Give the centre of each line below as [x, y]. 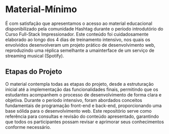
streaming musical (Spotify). [35, 56]
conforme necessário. [28, 127]
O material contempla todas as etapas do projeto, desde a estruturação [79, 84]
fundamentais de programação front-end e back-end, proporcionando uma [83, 106]
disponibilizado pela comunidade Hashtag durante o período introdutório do [84, 28]
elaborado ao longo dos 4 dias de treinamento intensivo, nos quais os [78, 40]
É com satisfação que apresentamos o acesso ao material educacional [79, 23]
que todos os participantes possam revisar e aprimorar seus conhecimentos [85, 122]
